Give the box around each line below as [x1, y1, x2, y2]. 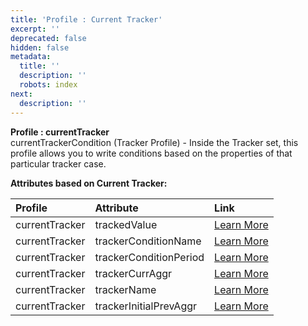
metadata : [10, 52, 52, 62]
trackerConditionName [94, 234, 202, 248]
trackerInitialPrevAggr [94, 299, 198, 313]
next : [10, 89, 33, 99]
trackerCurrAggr [94, 266, 173, 280]
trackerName [94, 282, 157, 296]
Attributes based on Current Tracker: [10, 177, 168, 189]
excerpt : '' [10, 24, 60, 34]
